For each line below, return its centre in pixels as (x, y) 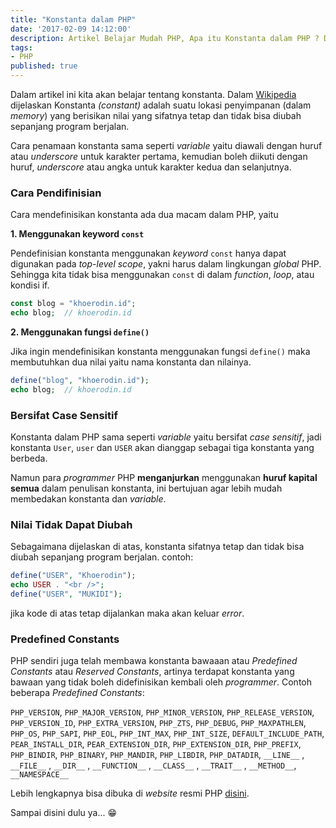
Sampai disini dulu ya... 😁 (64, 813)
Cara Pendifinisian (56, 193)
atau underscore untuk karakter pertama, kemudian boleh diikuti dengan (159, 156)
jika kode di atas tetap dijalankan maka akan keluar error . (127, 613)
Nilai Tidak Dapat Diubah (71, 525)
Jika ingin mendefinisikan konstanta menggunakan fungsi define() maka (160, 352)
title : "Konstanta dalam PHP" (73, 19)
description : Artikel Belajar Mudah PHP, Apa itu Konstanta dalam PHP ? (165, 38)
